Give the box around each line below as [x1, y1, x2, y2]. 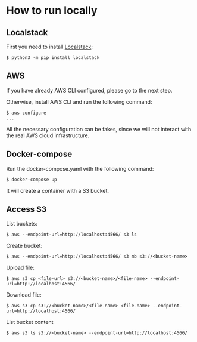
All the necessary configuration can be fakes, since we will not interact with [6, 125, 192, 133]
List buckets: [6, 220, 37, 227]
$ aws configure [6, 110, 46, 116]
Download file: [6, 291, 42, 298]
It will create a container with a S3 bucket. [6, 187, 109, 194]
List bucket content [6, 319, 54, 326]
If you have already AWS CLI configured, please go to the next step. [6, 87, 173, 94]
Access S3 [6, 204, 47, 215]
